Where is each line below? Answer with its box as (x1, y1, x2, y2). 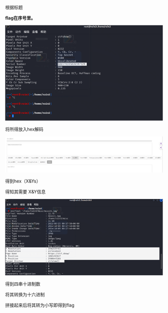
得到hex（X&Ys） (5, 178, 41, 184)
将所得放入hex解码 (5, 126, 43, 132)
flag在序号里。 (5, 15, 36, 21)
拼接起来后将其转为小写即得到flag (5, 302, 75, 308)
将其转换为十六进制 (5, 291, 45, 297)
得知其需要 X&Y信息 (5, 188, 46, 194)
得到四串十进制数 (5, 280, 40, 286)
